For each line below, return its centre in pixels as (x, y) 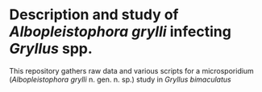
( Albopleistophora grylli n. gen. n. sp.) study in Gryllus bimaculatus (121, 79)
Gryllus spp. (51, 49)
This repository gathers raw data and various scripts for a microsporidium (132, 70)
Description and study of (94, 15)
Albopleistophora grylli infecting (121, 32)
